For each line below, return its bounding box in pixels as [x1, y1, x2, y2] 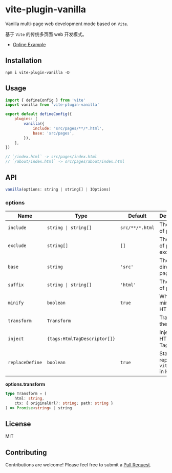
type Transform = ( [5, 391, 47, 396]
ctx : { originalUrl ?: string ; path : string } [14, 401, 114, 406]
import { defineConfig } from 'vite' [5, 98, 86, 103]
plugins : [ [14, 117, 38, 122]
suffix [8, 282, 24, 288]
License [5, 420, 31, 428]
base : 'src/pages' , [32, 130, 74, 136]
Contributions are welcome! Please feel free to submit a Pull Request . [5, 462, 152, 468]
